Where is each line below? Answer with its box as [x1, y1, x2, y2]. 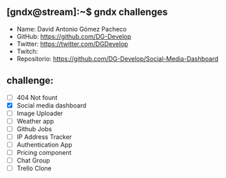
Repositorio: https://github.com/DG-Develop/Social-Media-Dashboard [16, 54, 219, 63]
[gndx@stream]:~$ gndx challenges [6, 6, 168, 18]
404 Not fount [16, 93, 58, 101]
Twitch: [16, 47, 38, 55]
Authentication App [16, 140, 73, 149]
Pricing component [16, 149, 72, 157]
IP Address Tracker [16, 133, 73, 141]
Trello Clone [16, 164, 52, 172]
